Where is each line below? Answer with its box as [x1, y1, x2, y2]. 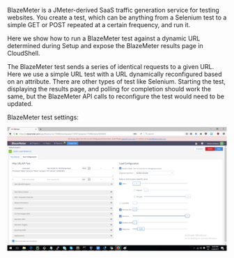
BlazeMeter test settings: [7, 113, 79, 121]
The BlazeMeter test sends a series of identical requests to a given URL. [7, 63, 214, 70]
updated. [7, 100, 33, 107]
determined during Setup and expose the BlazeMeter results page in [7, 42, 203, 50]
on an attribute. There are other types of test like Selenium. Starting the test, [7, 77, 226, 86]
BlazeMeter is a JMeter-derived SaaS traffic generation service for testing [7, 6, 219, 14]
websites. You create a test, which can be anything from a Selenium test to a [7, 13, 227, 22]
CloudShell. [7, 49, 40, 57]
